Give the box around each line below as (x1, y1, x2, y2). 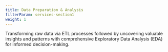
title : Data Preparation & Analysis (5, 7, 83, 13)
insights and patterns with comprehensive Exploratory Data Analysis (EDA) (5, 36, 163, 42)
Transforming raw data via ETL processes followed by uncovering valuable (5, 31, 163, 37)
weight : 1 (5, 17, 27, 22)
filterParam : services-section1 (5, 12, 74, 17)
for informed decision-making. (5, 41, 70, 47)
